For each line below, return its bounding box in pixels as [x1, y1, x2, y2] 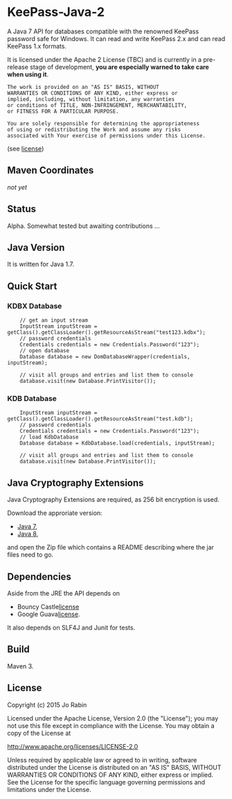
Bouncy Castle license [17, 602, 80, 611]
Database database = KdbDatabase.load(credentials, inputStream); [19, 440, 215, 447]
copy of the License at [7, 729, 71, 737]
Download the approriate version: [7, 509, 102, 518]
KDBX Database [7, 301, 62, 311]
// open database [19, 347, 70, 354]
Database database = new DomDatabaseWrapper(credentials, [19, 354, 190, 361]
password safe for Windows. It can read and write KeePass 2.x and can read [7, 34, 226, 42]
